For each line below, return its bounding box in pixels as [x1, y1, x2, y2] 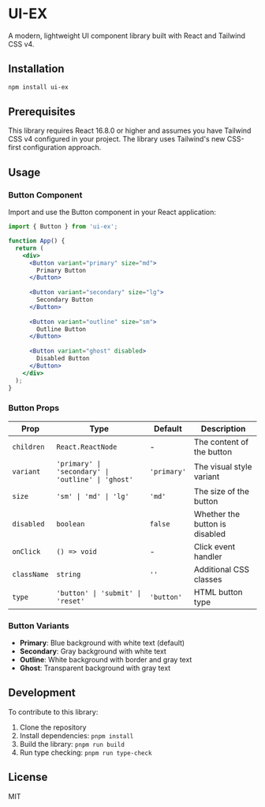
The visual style [193, 461, 252, 472]
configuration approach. [22, 143, 102, 153]
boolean [56, 519, 85, 528]
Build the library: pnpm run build [19, 739, 125, 749]
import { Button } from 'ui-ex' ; [8, 223, 118, 231]
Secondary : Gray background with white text [19, 646, 167, 656]
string [56, 570, 81, 579]
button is [193, 519, 226, 530]
